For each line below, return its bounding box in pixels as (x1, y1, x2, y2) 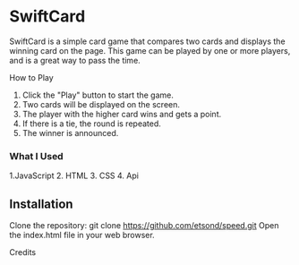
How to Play (9, 72, 54, 82)
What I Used (9, 150, 64, 162)
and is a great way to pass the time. (9, 55, 141, 65)
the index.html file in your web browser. (9, 230, 155, 241)
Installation (9, 196, 73, 211)
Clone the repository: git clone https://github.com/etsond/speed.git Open (9, 220, 279, 231)
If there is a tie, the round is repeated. (21, 118, 161, 129)
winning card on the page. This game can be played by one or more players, (9, 45, 291, 56)
